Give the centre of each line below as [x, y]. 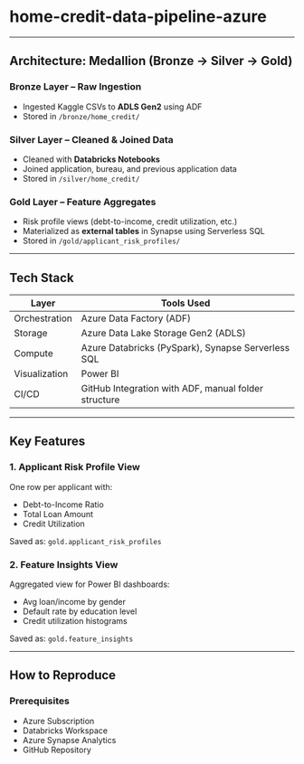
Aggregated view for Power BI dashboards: [90, 584]
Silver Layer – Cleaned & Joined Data [91, 139]
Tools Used [185, 303]
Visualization [41, 374]
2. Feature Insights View [64, 564]
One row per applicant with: [61, 486]
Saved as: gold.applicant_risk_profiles [85, 541]
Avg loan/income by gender [74, 602]
